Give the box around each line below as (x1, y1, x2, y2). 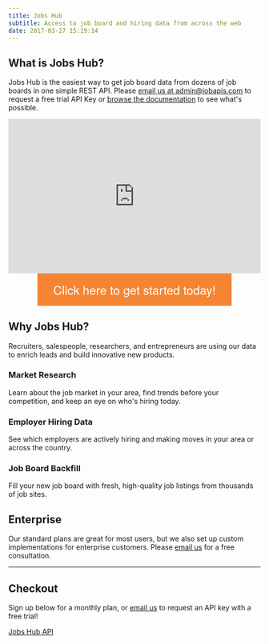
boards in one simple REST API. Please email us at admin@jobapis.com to (8, 86, 252, 96)
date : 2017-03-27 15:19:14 (8, 26, 98, 34)
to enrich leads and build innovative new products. (8, 350, 175, 359)
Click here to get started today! (53, 280, 216, 298)
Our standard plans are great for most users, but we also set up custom (8, 534, 244, 544)
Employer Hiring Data (8, 416, 94, 427)
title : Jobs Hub (8, 11, 62, 20)
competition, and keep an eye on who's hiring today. (8, 396, 182, 406)
